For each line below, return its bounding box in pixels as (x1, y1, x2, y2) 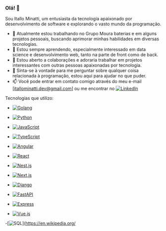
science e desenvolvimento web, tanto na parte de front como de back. (12, 52, 159, 58)
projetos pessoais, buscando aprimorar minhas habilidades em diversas (12, 36, 160, 42)
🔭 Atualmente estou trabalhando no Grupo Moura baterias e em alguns (12, 31, 157, 37)
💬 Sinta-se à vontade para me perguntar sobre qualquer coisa (12, 68, 139, 74)
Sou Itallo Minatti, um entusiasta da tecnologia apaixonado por (5, 16, 133, 22)
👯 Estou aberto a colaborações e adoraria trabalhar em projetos (12, 57, 142, 63)
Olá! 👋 (5, 4, 20, 11)
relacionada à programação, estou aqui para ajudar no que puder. (12, 73, 147, 79)
